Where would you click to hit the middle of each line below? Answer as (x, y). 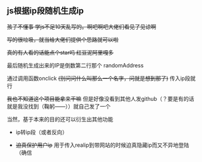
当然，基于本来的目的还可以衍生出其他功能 (60, 119)
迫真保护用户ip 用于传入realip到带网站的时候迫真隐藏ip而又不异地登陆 (103, 145)
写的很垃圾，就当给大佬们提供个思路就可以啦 (63, 39)
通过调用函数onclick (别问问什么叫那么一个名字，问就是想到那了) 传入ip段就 (101, 78)
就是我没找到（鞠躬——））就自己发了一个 (59, 106)
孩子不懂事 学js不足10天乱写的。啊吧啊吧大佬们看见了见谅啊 (82, 27)
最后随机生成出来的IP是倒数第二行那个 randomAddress (76, 65)
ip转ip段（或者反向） (42, 132)
